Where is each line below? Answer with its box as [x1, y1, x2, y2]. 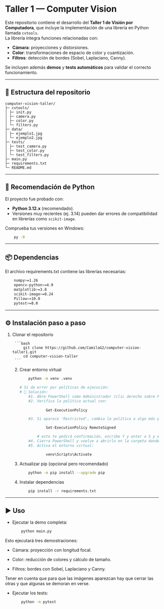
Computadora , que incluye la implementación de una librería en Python [5, 24, 149, 30]
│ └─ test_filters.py [5, 152, 49, 157]
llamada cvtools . [5, 30, 39, 36]
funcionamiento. [5, 69, 38, 75]
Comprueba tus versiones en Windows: [5, 225, 84, 231]
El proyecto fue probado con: [5, 196, 64, 202]
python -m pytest [21, 600, 57, 605]
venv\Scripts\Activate [45, 452, 92, 457]
